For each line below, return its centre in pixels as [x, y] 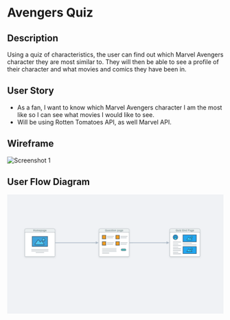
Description [33, 38]
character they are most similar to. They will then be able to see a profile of [113, 62]
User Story [31, 91]
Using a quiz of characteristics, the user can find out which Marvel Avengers [115, 54]
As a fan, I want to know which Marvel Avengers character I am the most [119, 107]
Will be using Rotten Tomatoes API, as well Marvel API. [94, 122]
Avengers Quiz [50, 13]
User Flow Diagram [49, 182]
